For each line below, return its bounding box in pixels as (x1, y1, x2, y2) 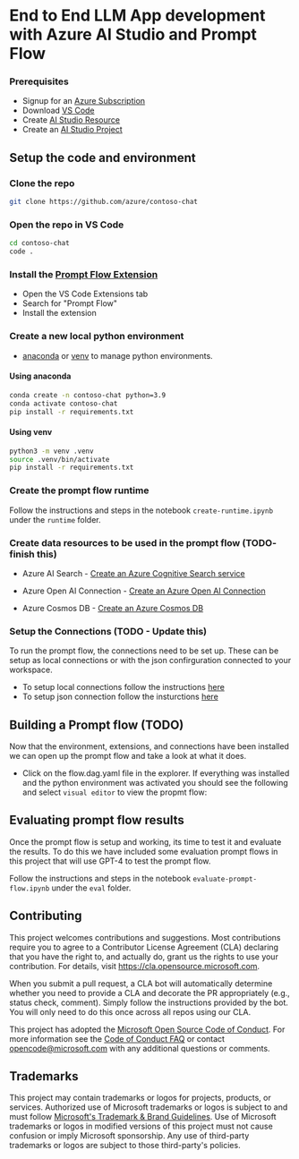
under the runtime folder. (9, 514, 101, 524)
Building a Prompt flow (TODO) (9, 717, 184, 732)
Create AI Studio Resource (21, 115, 121, 125)
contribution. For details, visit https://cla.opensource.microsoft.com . (9, 960, 261, 971)
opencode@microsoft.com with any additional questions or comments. (9, 1043, 270, 1053)
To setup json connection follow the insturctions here (21, 691, 219, 703)
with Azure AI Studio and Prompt (9, 24, 258, 45)
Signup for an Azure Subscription (21, 96, 146, 107)
